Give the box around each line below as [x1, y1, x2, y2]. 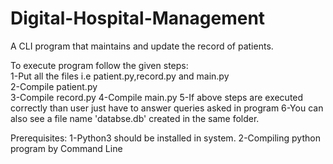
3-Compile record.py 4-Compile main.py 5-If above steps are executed [10, 91, 304, 103]
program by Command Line [10, 142, 123, 154]
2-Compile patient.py [10, 80, 98, 92]
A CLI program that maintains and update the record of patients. [10, 40, 274, 52]
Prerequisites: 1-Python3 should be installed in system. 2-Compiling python [10, 132, 321, 144]
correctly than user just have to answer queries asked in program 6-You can [10, 102, 324, 114]
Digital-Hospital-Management [10, 7, 266, 30]
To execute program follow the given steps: [10, 59, 189, 71]
